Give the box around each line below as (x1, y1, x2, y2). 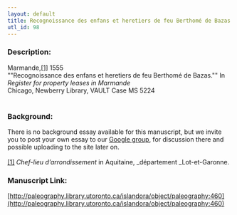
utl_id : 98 (7, 23, 40, 31)
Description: (7, 47, 51, 57)
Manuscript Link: (7, 175, 68, 185)
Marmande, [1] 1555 (7, 63, 64, 72)
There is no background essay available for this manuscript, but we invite (7, 127, 222, 136)
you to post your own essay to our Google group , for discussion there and (7, 135, 224, 143)
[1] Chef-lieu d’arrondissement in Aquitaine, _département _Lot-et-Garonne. (7, 157, 230, 166)
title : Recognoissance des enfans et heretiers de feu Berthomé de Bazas (7, 17, 231, 24)
